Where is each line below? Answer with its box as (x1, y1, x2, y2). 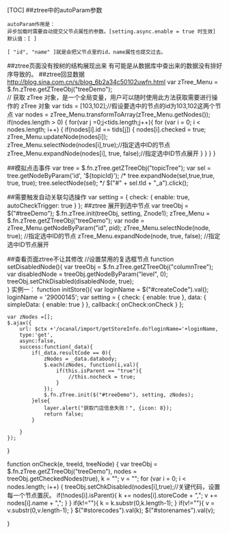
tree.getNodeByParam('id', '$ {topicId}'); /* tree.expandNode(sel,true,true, (7, 172, 215, 179)
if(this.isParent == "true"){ (55, 368, 142, 374)
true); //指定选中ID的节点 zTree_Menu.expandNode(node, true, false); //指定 (7, 232, 221, 240)
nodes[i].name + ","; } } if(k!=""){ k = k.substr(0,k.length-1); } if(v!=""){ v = (7, 499, 215, 507)
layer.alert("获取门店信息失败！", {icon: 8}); (43, 405, 173, 411)
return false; (43, 411, 84, 418)
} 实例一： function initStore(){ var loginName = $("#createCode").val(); (7, 285, 209, 293)
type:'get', (19, 331, 53, 338)
